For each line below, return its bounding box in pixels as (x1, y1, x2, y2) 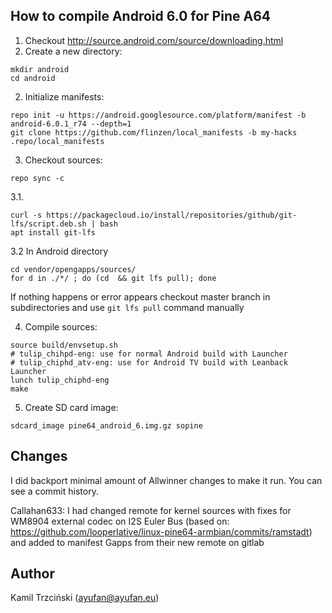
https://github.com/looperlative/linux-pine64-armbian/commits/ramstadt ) (10, 525, 313, 538)
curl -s (10, 210, 43, 220)
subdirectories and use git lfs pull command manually (10, 301, 245, 313)
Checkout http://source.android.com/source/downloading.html (24, 34, 284, 46)
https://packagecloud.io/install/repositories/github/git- (46, 210, 298, 220)
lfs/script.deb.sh (10, 219, 87, 229)
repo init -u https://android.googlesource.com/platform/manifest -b (10, 110, 307, 120)
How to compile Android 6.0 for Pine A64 (10, 8, 271, 25)
